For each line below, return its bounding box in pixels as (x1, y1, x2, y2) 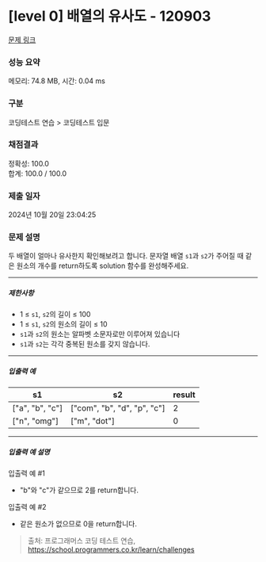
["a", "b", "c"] (12, 403, 63, 414)
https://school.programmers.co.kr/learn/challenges (27, 545, 196, 555)
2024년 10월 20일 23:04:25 (8, 210, 97, 220)
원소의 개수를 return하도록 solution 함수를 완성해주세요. (16, 261, 189, 270)
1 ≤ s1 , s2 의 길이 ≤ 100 (19, 310, 91, 319)
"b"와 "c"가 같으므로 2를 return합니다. (19, 485, 139, 495)
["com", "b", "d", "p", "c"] (70, 403, 165, 414)
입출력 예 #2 (8, 503, 47, 512)
